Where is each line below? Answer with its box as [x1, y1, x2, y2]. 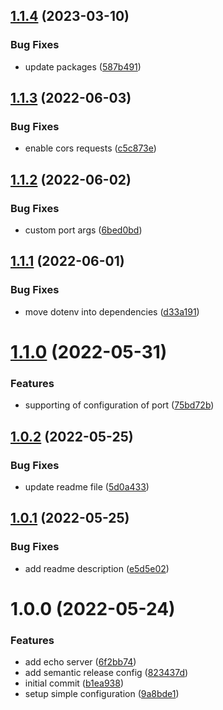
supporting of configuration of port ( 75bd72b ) [24, 399, 215, 411]
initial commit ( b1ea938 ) [24, 677, 125, 689]
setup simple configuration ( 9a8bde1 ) [24, 688, 180, 700]
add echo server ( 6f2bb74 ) [24, 656, 137, 668]
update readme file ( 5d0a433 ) [24, 480, 150, 493]
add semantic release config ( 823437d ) [24, 667, 189, 679]
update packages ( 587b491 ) [24, 60, 142, 73]
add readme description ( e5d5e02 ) [24, 562, 170, 574]
